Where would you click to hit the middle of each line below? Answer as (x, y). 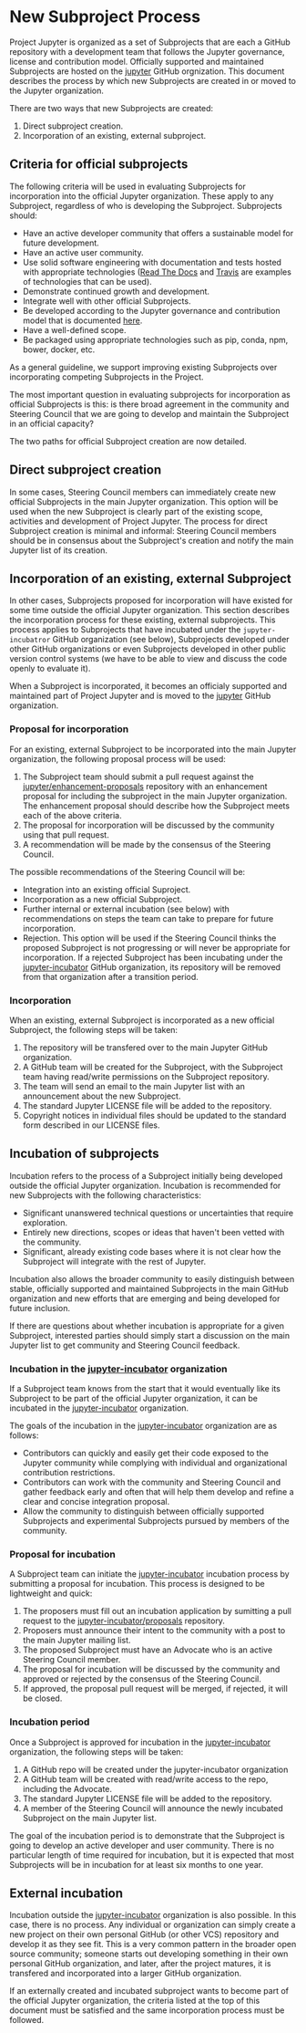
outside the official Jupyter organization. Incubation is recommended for (145, 1185)
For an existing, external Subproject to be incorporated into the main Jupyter (153, 749)
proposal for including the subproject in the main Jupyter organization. (155, 796)
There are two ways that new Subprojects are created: (112, 108)
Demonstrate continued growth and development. (116, 291)
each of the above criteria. (72, 815)
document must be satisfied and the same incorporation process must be (147, 2010)
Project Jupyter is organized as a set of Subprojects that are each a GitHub (150, 42)
